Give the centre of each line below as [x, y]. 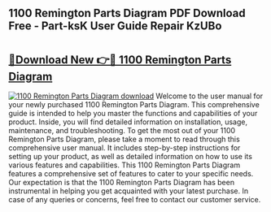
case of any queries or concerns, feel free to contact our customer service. [135, 199]
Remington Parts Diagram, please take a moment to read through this [124, 139]
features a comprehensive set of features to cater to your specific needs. [131, 173]
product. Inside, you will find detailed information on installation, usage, [128, 122]
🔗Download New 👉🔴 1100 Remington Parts [120, 60]
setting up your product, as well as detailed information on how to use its [130, 156]
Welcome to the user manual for [210, 96]
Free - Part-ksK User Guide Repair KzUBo [115, 26]
